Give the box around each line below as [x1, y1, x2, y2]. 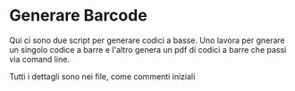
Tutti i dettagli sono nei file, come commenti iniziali [9, 70, 196, 81]
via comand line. [9, 54, 70, 64]
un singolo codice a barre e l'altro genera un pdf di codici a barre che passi [9, 44, 287, 54]
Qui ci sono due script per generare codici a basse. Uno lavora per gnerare [9, 35, 286, 45]
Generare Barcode [9, 5, 147, 26]
